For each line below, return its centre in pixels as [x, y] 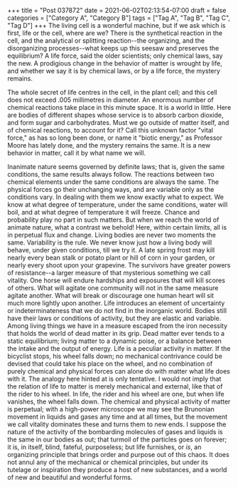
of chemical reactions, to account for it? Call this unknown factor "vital [110, 130]
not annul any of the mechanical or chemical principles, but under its [108, 462]
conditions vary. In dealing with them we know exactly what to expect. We [116, 197]
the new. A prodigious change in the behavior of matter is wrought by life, [115, 63]
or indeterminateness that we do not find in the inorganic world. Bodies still [117, 311]
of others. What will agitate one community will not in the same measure [113, 288]
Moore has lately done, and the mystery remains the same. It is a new [109, 145]
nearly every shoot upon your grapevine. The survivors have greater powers [119, 265]
